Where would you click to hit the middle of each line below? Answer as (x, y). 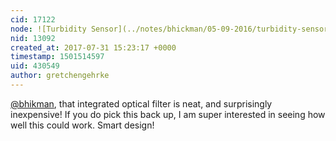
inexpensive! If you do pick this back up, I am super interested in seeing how (168, 114)
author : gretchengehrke (60, 76)
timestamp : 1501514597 (57, 57)
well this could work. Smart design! (82, 125)
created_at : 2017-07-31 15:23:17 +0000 (93, 47)
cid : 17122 (33, 19)
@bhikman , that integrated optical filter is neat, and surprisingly (141, 103)
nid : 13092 (33, 38)
